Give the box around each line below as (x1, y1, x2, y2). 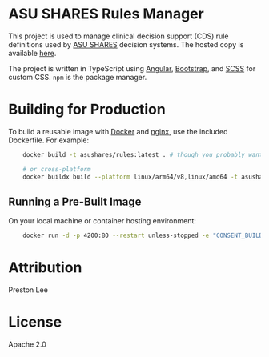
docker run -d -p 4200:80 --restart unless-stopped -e (22, 231, 210, 240)
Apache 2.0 (8, 339, 46, 349)
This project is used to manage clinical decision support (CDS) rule (8, 31, 229, 41)
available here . (8, 48, 57, 58)
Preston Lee (8, 285, 48, 295)
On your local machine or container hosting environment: (8, 216, 196, 226)
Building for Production (8, 101, 166, 118)
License (8, 313, 62, 331)
